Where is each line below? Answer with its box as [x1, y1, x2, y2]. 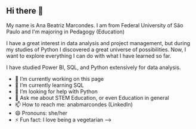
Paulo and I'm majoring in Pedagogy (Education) [6, 28, 125, 35]
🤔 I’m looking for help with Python [14, 87, 98, 95]
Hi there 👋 [6, 6, 43, 16]
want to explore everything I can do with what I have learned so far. [6, 52, 172, 59]
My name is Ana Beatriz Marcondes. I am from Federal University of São [6, 21, 183, 29]
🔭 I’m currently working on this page [14, 75, 104, 82]
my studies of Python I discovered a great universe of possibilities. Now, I [6, 46, 186, 53]
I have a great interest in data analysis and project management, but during [6, 39, 191, 46]
